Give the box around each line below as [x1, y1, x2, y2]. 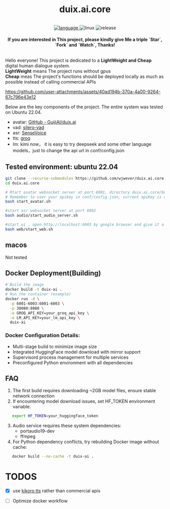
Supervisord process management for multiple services [12, 354, 129, 360]
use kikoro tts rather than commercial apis [12, 488, 101, 494]
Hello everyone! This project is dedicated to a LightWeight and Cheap [5, 57, 152, 64]
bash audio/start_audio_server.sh [5, 213, 78, 218]
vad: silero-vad [12, 124, 45, 131]
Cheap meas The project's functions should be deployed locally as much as [5, 73, 164, 79]
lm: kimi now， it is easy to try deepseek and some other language [12, 141, 152, 147]
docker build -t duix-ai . [5, 287, 62, 292]
